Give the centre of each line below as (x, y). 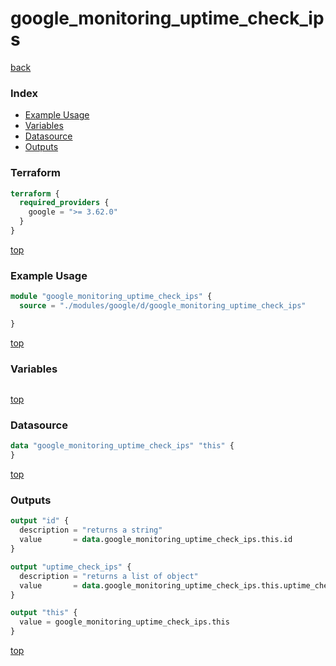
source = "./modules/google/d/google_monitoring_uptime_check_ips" (163, 306)
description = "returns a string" (91, 530)
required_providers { (64, 203)
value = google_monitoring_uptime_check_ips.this (124, 622)
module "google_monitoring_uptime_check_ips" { (111, 297)
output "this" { (44, 613)
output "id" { (40, 521)
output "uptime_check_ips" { (71, 567)
